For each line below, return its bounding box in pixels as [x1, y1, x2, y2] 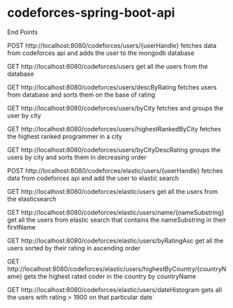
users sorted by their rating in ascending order [7, 243, 140, 252]
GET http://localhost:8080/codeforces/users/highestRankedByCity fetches [7, 124, 221, 133]
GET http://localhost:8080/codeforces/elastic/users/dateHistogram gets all [7, 285, 223, 293]
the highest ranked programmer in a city [7, 132, 123, 140]
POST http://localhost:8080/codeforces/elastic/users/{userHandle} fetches [7, 166, 223, 175]
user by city [7, 111, 42, 120]
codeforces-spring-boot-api [7, 5, 175, 21]
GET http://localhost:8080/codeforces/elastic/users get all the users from [7, 187, 218, 195]
